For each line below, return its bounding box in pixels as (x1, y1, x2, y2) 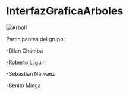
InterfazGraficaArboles (6, 4, 124, 18)
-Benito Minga (6, 82, 41, 89)
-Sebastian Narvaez (6, 70, 55, 77)
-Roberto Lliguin (6, 59, 46, 66)
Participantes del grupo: (6, 35, 65, 42)
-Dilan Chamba (6, 47, 43, 54)
